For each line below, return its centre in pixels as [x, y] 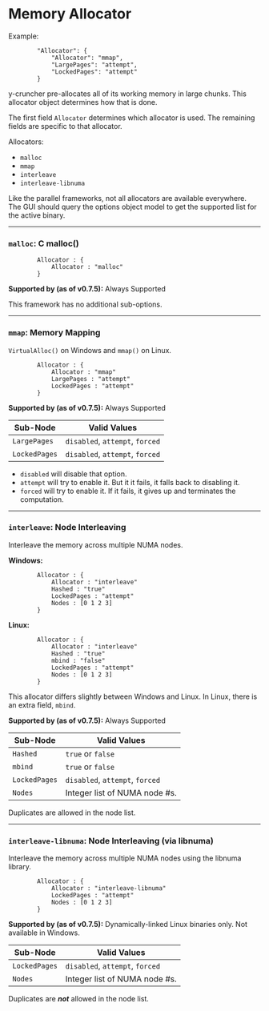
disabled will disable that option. [73, 474]
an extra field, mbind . [42, 704]
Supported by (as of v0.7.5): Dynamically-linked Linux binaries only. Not [128, 925]
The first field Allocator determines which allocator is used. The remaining [132, 118]
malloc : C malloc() [44, 243]
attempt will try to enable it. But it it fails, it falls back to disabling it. [130, 482]
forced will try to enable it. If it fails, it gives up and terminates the [128, 491]
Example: [24, 36]
